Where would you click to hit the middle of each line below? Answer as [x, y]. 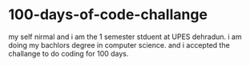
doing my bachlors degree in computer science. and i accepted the [119, 45]
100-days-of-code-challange [108, 15]
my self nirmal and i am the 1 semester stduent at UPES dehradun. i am [125, 37]
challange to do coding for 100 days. [69, 53]
